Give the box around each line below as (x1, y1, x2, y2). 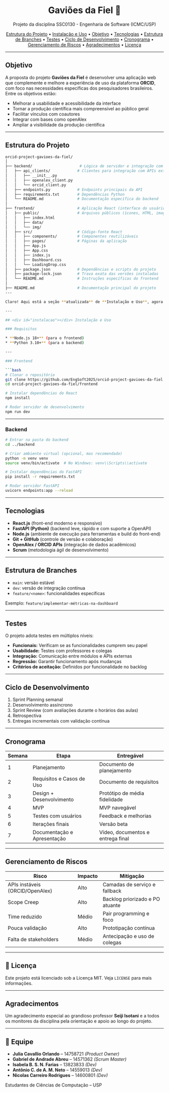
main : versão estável (12, 580, 55, 586)
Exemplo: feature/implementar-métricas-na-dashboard (5, 600, 118, 606)
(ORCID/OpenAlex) (8, 887, 53, 894)
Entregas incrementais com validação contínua (12, 718, 110, 724)
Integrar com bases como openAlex (12, 116, 87, 122)
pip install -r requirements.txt (5, 474, 75, 479)
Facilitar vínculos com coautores (12, 111, 80, 117)
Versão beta (99, 821, 128, 828)
